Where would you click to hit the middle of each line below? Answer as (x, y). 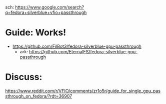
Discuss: (24, 77)
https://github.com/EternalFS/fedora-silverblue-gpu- (83, 51)
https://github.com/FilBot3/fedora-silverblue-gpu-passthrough (77, 46)
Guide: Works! (36, 33)
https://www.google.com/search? (49, 7)
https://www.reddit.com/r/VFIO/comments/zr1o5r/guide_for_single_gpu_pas (83, 91)
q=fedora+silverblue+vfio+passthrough (46, 12)
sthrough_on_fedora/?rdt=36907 (39, 96)
